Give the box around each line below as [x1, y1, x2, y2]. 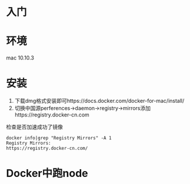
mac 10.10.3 [6, 54, 34, 62]
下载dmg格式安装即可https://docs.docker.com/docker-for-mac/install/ [14, 98, 185, 105]
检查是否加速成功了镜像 [6, 123, 63, 131]
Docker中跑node [6, 167, 88, 180]
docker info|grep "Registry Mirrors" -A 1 [6, 135, 112, 141]
